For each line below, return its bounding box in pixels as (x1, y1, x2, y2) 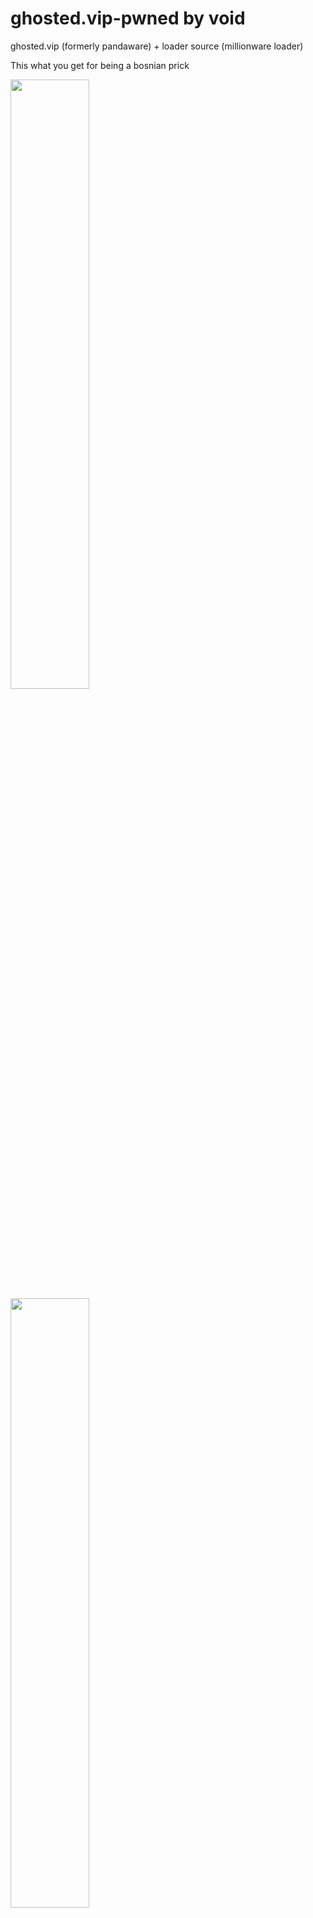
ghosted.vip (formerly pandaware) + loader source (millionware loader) (10, 40, 304, 52)
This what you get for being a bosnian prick (10, 59, 190, 71)
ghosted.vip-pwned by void (10, 7, 246, 30)
